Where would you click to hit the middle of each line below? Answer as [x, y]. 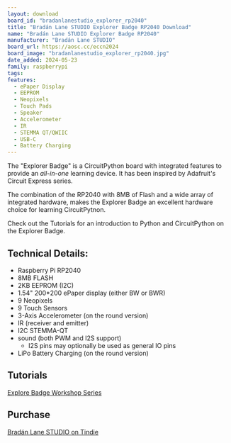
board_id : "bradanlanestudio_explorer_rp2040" [77, 21]
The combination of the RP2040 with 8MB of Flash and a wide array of [111, 195]
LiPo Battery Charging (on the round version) [83, 353]
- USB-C [25, 139]
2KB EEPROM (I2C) [46, 285]
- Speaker [28, 113]
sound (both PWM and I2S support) [69, 338]
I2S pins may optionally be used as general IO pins [102, 345]
